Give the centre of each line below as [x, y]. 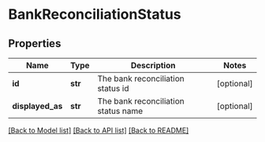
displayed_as [37, 106]
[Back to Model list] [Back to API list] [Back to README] [99, 130]
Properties [35, 44]
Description [153, 66]
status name [120, 111]
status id [113, 88]
